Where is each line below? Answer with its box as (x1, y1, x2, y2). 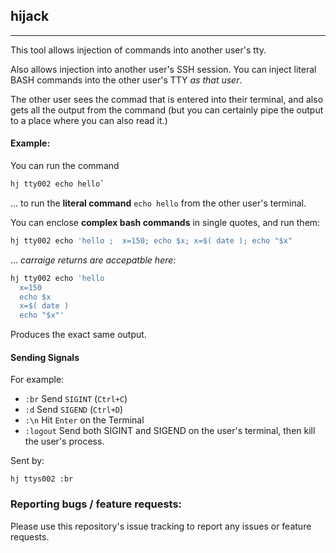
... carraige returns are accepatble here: (10, 254, 177, 266)
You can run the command (10, 160, 120, 172)
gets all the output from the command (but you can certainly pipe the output (10, 104, 324, 116)
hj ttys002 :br (10, 474, 74, 484)
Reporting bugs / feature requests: (10, 497, 183, 511)
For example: (10, 374, 65, 386)
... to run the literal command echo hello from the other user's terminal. (10, 197, 307, 209)
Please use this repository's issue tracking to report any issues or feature (10, 520, 312, 532)
